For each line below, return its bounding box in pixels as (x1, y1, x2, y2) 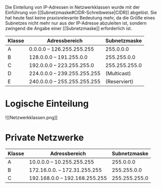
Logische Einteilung (5, 98, 89, 109)
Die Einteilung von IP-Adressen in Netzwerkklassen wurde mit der (5, 4, 140, 10)
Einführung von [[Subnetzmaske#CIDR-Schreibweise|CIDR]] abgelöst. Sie (5, 9, 157, 15)
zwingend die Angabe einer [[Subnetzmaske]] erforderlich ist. (5, 25, 132, 31)
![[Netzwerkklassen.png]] (5, 114, 58, 120)
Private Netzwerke (5, 132, 84, 144)
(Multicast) (105, 70, 131, 77)
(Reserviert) (105, 78, 134, 85)
